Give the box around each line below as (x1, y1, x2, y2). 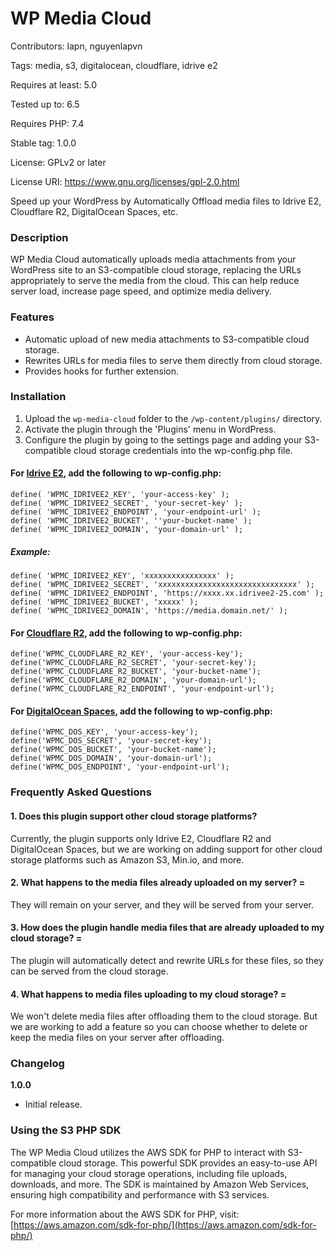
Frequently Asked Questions (10, 785, 152, 799)
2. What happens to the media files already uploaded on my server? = (10, 877, 306, 889)
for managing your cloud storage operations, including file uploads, (10, 1167, 288, 1179)
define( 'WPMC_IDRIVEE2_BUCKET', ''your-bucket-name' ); (10, 516, 253, 526)
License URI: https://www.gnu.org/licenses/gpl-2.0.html (10, 175, 240, 187)
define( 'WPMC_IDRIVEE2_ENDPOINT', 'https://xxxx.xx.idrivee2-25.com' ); (10, 588, 325, 598)
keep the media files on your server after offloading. (10, 1032, 225, 1044)
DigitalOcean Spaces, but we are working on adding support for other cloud (10, 843, 323, 855)
